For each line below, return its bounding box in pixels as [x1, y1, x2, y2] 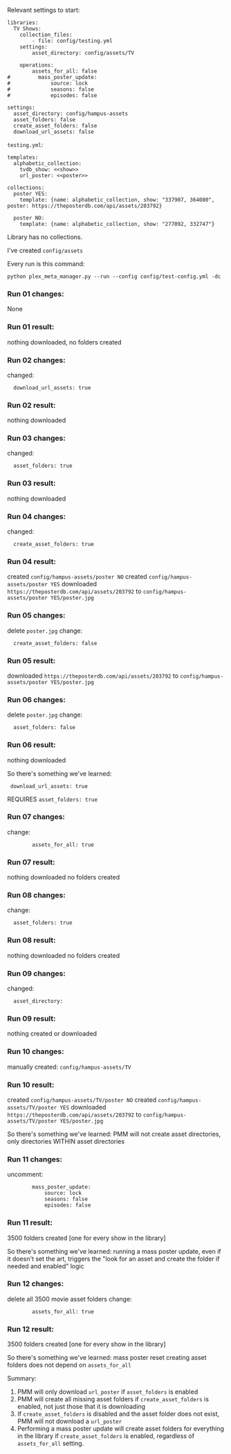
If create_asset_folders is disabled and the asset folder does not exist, [17, 1410, 220, 1418]
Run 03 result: [7, 478, 56, 488]
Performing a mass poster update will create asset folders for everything [17, 1424, 225, 1433]
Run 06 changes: [7, 694, 66, 704]
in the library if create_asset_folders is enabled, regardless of [17, 1432, 195, 1440]
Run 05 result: [7, 656, 56, 665]
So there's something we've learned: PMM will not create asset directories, [7, 1130, 221, 1138]
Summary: [7, 1374, 37, 1383]
